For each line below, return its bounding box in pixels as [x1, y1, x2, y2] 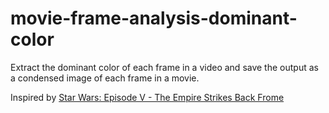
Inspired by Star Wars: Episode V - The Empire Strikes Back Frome [10, 91, 285, 103]
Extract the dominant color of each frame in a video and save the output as [10, 61, 319, 73]
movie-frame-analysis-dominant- [10, 7, 298, 30]
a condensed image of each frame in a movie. [10, 72, 200, 84]
